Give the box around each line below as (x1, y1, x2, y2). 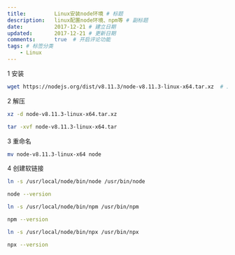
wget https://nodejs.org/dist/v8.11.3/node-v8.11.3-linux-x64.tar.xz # (7, 83, 224, 90)
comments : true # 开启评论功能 (7, 36, 111, 43)
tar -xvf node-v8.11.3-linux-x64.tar (7, 123, 117, 130)
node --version (7, 191, 52, 198)
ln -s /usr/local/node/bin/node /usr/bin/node (7, 178, 145, 185)
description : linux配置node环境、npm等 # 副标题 (7, 17, 148, 24)
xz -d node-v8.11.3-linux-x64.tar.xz (7, 110, 117, 117)
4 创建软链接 (7, 164, 44, 173)
